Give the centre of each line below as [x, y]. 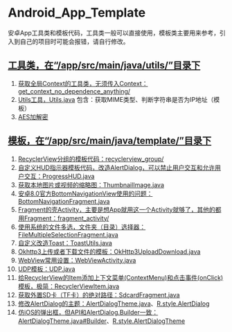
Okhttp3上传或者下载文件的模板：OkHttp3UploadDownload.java [109, 252]
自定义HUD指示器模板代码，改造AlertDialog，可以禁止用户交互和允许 [116, 167]
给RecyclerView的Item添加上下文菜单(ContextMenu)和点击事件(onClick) [121, 277]
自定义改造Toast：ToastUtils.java [65, 243]
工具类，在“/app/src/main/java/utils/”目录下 [104, 65]
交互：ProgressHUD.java [59, 176]
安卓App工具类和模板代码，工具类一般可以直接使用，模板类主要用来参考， [114, 33]
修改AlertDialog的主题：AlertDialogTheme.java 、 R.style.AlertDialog [114, 304]
